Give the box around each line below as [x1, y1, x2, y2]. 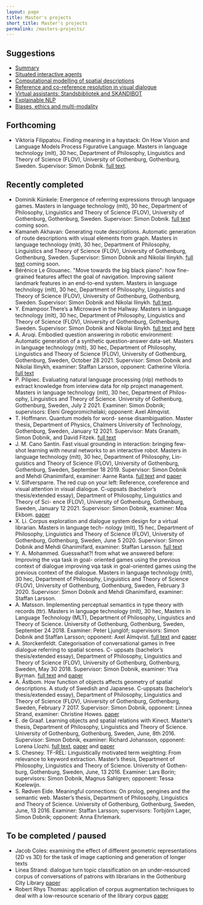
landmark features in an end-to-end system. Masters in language [14, 279, 177, 286]
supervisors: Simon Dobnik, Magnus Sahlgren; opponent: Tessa [14, 774, 174, 782]
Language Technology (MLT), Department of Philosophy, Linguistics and [14, 614, 195, 621]
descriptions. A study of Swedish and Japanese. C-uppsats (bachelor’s [14, 685, 193, 692]
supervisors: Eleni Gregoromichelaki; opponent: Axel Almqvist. [14, 408, 171, 415]
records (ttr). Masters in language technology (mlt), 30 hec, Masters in [14, 607, 191, 614]
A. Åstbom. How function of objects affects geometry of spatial [14, 678, 173, 685]
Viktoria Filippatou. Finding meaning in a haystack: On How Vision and [14, 136, 190, 143]
